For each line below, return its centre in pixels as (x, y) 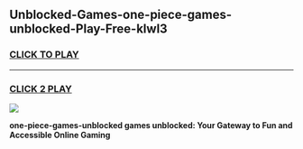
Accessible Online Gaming (60, 135)
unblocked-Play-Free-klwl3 (89, 29)
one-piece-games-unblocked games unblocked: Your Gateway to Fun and (151, 125)
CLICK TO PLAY (44, 55)
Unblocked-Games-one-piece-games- (121, 15)
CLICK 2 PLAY (41, 88)
